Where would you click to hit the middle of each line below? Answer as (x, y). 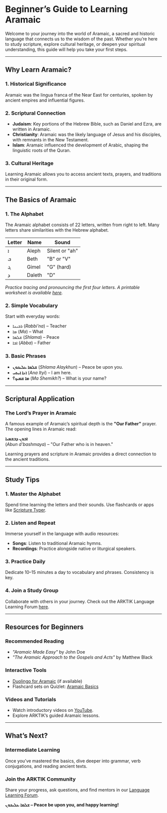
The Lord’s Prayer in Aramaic (41, 413)
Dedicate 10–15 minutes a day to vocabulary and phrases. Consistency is (80, 572)
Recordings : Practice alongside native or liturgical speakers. (74, 548)
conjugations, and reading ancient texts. (46, 766)
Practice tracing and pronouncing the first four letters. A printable (73, 287)
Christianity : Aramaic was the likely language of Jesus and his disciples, (87, 134)
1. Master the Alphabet (33, 494)
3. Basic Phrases (26, 356)
